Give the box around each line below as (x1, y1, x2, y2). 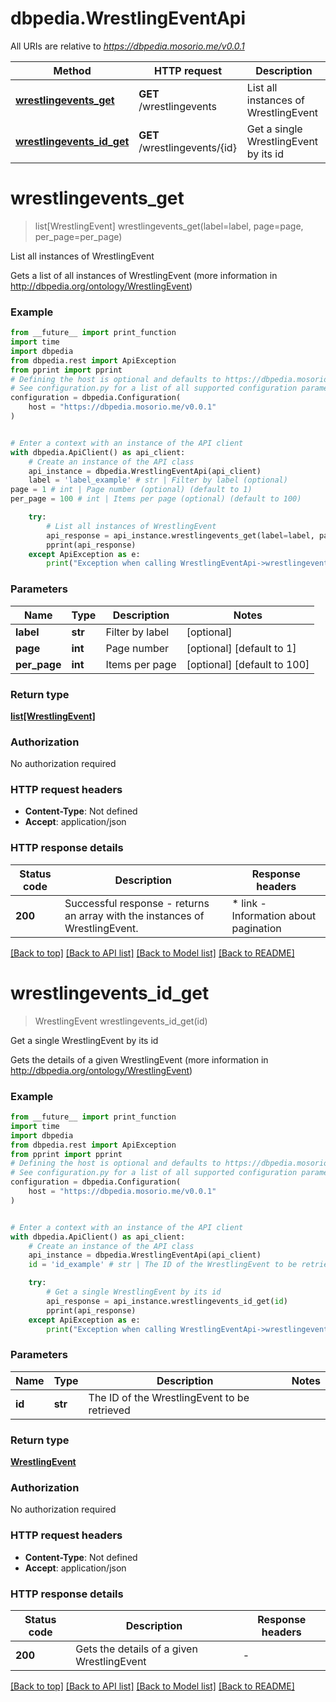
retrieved (88, 1403, 131, 1417)
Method (53, 63, 92, 77)
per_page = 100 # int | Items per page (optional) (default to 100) (10, 494, 302, 504)
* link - (231, 896, 267, 910)
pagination (231, 921, 282, 935)
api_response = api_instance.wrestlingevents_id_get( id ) (46, 1296, 288, 1306)
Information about (231, 908, 317, 922)
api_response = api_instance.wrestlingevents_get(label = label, (46, 530, 315, 541)
